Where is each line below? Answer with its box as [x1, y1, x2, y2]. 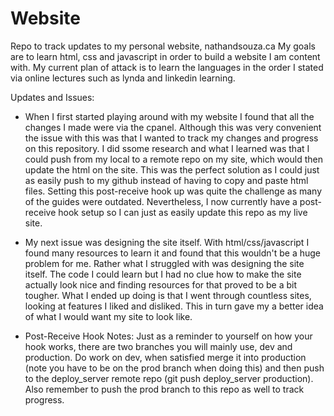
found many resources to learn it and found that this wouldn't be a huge [24, 247, 322, 259]
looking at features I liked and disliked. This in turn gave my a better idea [24, 300, 324, 312]
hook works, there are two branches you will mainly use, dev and [24, 340, 293, 352]
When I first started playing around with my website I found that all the [24, 110, 315, 122]
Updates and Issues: [10, 91, 95, 103]
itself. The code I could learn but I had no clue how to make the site [24, 268, 302, 280]
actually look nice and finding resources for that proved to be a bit [24, 278, 298, 291]
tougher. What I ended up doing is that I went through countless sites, [24, 289, 312, 301]
